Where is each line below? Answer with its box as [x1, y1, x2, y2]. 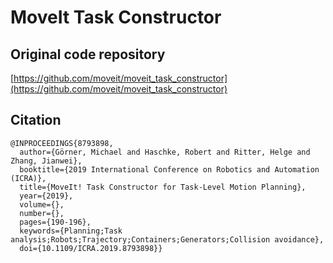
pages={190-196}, [19, 217, 92, 227]
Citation [10, 112, 62, 129]
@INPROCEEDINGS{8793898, [10, 138, 114, 148]
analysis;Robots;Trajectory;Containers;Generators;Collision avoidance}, [10, 234, 325, 245]
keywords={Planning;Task [19, 226, 123, 236]
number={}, [19, 208, 65, 218]
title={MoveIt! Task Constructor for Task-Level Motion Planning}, [19, 182, 307, 192]
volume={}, [19, 199, 65, 210]
